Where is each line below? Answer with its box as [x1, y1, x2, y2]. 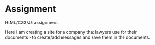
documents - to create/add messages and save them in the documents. [5, 34, 150, 40]
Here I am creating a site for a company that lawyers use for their [5, 29, 137, 35]
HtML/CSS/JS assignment [5, 20, 58, 25]
